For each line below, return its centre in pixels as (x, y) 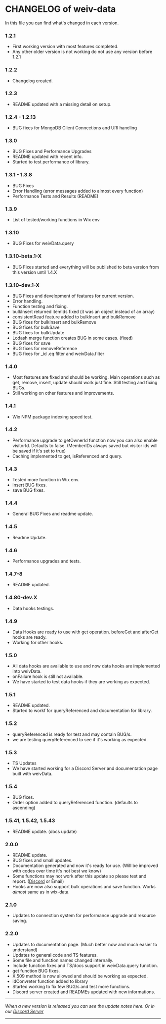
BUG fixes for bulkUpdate (38, 332)
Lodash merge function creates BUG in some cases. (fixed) (73, 338)
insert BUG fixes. (29, 485)
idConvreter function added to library (50, 981)
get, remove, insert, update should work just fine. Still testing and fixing (85, 383)
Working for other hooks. (38, 642)
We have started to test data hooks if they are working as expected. (81, 682)
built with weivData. (32, 774)
